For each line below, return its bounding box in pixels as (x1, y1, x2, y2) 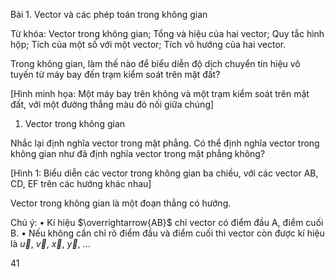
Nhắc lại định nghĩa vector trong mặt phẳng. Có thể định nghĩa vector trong (10, 137, 320, 149)
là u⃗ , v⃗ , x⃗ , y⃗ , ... (10, 238, 91, 249)
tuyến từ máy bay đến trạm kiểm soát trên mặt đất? (10, 69, 221, 80)
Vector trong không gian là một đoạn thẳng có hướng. (10, 197, 232, 209)
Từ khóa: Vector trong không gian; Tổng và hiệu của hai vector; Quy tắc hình (10, 28, 325, 39)
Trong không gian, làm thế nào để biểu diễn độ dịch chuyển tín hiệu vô (10, 58, 301, 69)
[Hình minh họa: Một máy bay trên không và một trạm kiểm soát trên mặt (10, 88, 310, 99)
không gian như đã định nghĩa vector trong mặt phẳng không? (10, 148, 266, 159)
